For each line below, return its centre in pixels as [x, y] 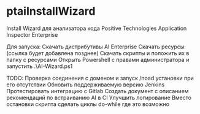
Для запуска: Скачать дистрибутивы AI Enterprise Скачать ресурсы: [96, 47]
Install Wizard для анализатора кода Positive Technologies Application [97, 28]
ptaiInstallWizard [51, 11]
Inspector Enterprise [32, 34]
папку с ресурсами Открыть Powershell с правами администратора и [98, 59]
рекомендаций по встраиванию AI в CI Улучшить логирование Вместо [99, 97]
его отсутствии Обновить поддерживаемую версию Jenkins [86, 85]
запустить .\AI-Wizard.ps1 [40, 66]
